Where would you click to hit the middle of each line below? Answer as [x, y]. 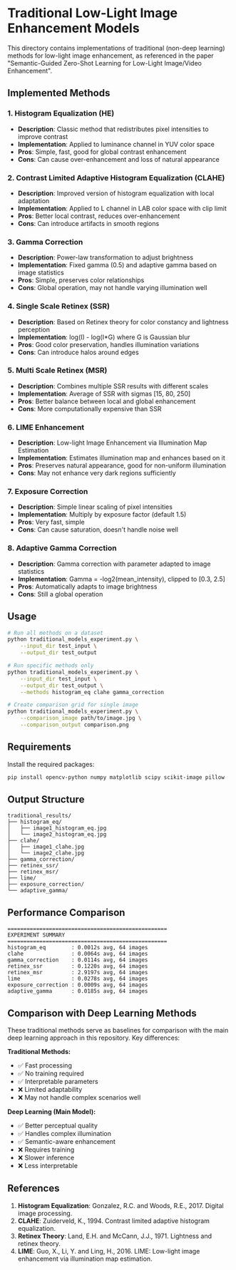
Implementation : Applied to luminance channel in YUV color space [116, 144]
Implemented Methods [59, 93]
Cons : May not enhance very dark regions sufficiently [97, 473]
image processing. [45, 1213]
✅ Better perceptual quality [58, 1126]
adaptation [34, 200]
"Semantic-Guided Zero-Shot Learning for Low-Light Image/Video [104, 63]
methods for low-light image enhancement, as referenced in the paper [111, 56]
